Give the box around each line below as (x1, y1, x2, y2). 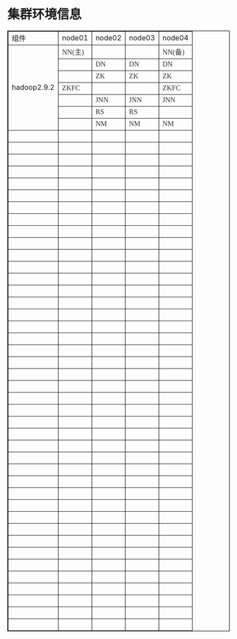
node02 (95, 32, 122, 42)
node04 (162, 32, 189, 42)
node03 (128, 32, 155, 42)
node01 (61, 32, 88, 42)
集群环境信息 (7, 6, 83, 23)
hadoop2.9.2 (11, 82, 55, 92)
